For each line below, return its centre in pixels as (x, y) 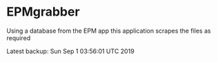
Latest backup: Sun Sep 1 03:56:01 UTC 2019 (71, 51)
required (19, 37)
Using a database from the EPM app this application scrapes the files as (109, 31)
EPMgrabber (43, 12)
